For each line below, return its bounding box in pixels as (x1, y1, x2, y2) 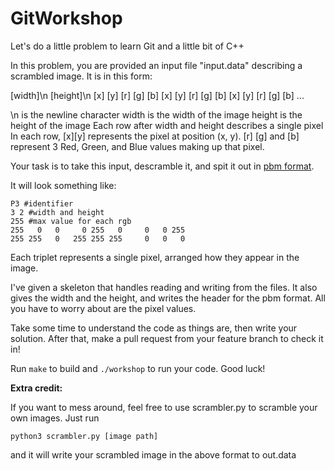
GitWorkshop (10, 7, 123, 30)
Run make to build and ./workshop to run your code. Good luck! (10, 362, 266, 374)
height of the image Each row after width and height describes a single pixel (10, 119, 324, 131)
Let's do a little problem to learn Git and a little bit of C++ (10, 40, 245, 52)
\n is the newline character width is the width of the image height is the (10, 108, 303, 121)
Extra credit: (10, 382, 63, 394)
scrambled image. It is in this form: (10, 70, 153, 82)
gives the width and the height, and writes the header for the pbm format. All (10, 292, 326, 304)
